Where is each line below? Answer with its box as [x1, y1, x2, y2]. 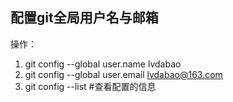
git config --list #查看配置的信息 [24, 80, 157, 92]
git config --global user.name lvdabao [24, 58, 182, 70]
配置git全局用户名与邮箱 [10, 9, 159, 27]
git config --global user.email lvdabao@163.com [24, 68, 223, 80]
